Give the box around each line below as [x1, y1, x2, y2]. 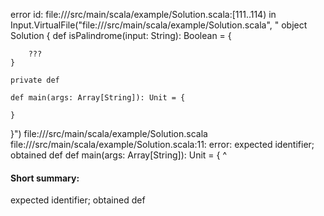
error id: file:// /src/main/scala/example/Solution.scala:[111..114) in [10, 9, 277, 20]
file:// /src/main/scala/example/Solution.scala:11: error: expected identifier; [10, 139, 315, 150]
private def [10, 75, 60, 85]
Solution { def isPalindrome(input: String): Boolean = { [10, 30, 232, 41]
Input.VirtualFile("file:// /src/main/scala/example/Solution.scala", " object [10, 19, 308, 31]
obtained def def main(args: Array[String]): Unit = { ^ [10, 149, 228, 161]
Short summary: [10, 172, 80, 184]
